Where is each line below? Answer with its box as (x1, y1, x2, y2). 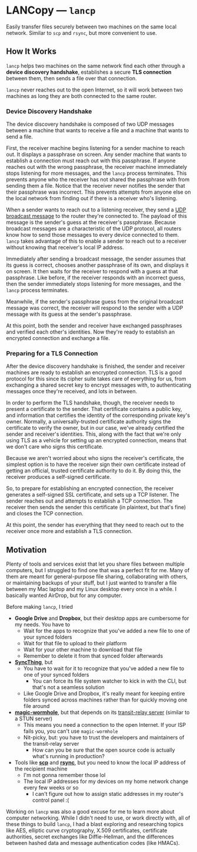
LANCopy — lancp (6, 4, 96, 17)
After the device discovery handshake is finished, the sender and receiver (6, 363, 185, 370)
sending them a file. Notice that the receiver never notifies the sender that (6, 182, 185, 190)
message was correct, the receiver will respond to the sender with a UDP (6, 305, 183, 312)
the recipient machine (14, 765, 68, 772)
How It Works (6, 47, 57, 57)
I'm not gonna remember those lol (23, 772, 106, 779)
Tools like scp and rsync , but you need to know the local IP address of (14, 759, 186, 766)
